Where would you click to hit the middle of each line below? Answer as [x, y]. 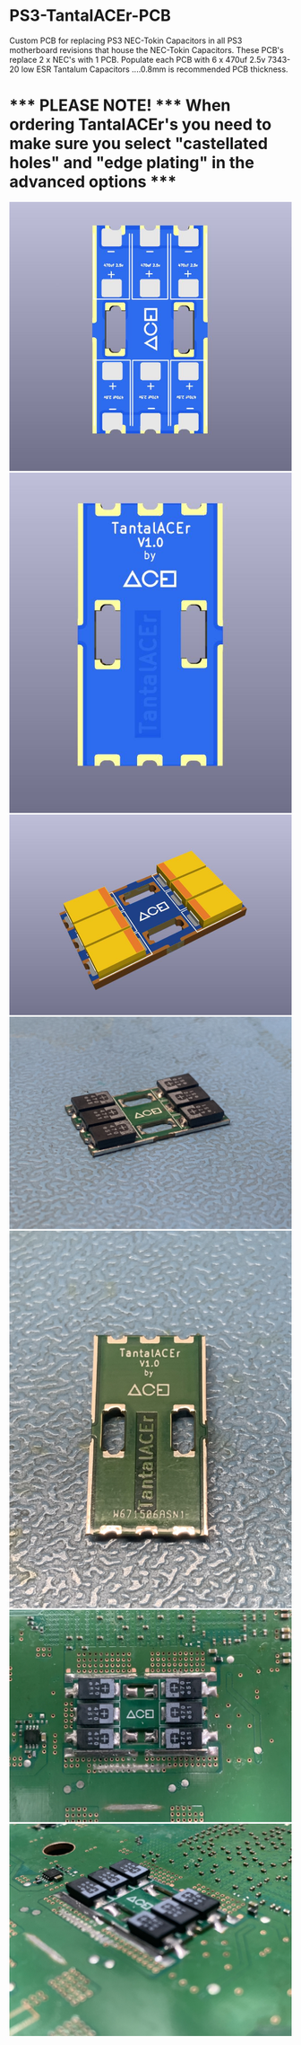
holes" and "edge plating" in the [132, 163]
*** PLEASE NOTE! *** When [120, 106]
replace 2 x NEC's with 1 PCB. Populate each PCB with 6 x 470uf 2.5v [138, 59]
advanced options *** [93, 182]
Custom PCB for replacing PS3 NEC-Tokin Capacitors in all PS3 [126, 40]
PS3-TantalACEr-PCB [90, 16]
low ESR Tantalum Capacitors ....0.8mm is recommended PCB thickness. [155, 69]
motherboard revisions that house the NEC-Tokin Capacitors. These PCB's [146, 49]
